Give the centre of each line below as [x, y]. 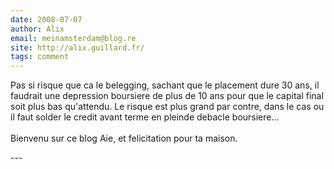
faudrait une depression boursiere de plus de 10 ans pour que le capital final [167, 96]
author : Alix [37, 29]
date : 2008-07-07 [46, 19]
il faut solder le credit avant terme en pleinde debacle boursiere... [145, 117]
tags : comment [40, 57]
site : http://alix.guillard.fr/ [77, 47]
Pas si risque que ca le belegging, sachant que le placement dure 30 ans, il [165, 85]
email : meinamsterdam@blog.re [73, 38]
